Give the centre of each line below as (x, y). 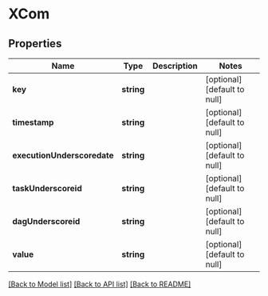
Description (175, 66)
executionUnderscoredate (63, 155)
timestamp (33, 122)
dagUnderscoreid (46, 221)
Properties (35, 44)
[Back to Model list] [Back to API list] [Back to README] (100, 284)
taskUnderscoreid (47, 188)
